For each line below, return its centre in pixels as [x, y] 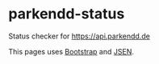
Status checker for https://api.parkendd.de [79, 36]
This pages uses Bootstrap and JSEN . [71, 51]
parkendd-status [67, 14]
